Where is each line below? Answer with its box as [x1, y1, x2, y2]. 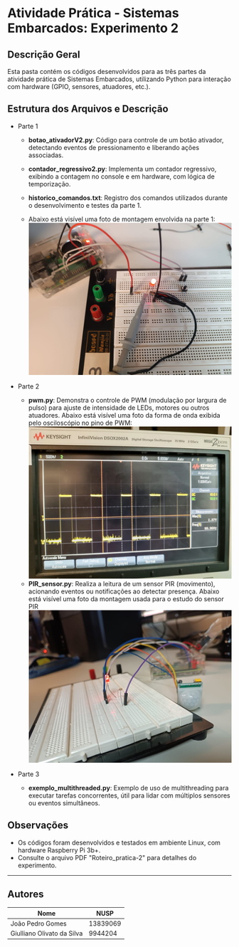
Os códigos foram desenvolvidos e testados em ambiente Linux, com [17, 838, 221, 847]
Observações [7, 820, 69, 832]
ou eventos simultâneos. [28, 798, 100, 807]
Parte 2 [17, 382, 40, 391]
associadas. [28, 151, 64, 159]
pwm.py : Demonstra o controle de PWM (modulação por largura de [28, 396, 227, 405]
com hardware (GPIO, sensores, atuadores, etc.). [7, 83, 151, 90]
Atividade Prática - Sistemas [7, 5, 179, 21]
